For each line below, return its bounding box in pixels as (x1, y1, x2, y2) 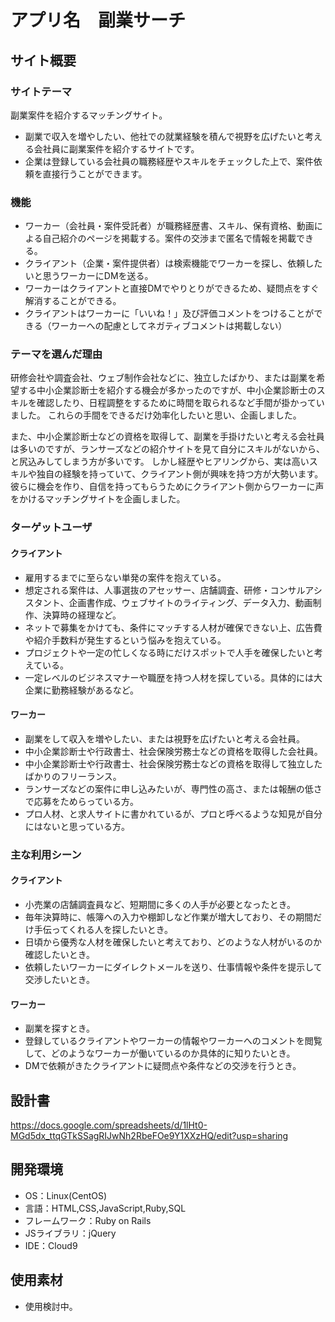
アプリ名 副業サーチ (10, 9, 187, 32)
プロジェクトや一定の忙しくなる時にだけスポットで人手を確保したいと (24, 646, 315, 658)
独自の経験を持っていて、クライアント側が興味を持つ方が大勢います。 (36, 468, 324, 480)
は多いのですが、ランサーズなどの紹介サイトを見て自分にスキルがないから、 (10, 443, 326, 455)
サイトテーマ (10, 84, 73, 98)
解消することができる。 (24, 295, 122, 307)
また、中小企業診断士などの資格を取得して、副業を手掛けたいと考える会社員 (10, 431, 325, 443)
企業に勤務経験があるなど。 (24, 684, 140, 696)
